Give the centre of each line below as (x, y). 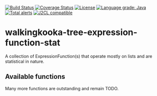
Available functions (35, 77)
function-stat (33, 43)
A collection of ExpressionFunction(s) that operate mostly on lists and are (79, 56)
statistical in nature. (25, 61)
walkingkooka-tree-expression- (71, 32)
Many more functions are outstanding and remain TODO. (62, 88)
